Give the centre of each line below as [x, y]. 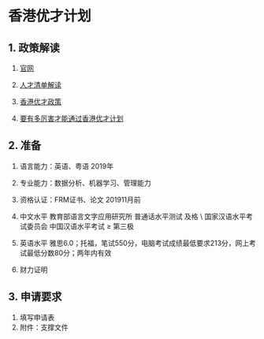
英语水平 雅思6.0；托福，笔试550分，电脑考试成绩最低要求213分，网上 [134, 243]
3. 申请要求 [35, 297]
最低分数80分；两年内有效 [69, 252]
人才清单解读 [40, 85]
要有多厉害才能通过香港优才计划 [71, 118]
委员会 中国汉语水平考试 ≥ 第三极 [80, 226]
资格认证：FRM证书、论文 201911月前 [80, 199]
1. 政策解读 [34, 48]
